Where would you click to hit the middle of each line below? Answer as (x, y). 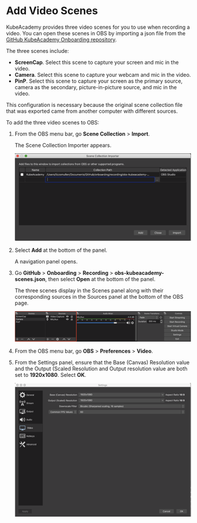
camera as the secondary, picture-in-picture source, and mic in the (96, 87)
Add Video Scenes (52, 11)
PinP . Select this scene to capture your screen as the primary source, (98, 81)
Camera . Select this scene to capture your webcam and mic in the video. (103, 75)
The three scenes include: (38, 50)
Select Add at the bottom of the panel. (61, 250)
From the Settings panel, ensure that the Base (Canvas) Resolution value (102, 362)
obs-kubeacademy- (139, 273)
